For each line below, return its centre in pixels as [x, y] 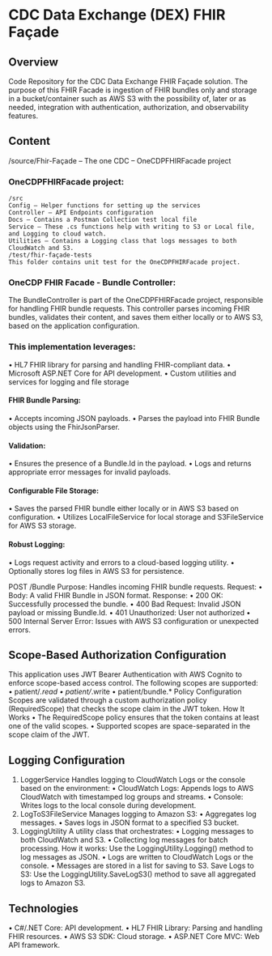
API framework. [34, 945]
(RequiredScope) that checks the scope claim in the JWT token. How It [127, 709]
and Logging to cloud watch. [57, 234]
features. [23, 116]
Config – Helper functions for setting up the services [104, 206]
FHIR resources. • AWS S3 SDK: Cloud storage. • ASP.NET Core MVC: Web [134, 936]
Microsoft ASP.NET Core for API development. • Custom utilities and [122, 373]
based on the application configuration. [74, 326]
